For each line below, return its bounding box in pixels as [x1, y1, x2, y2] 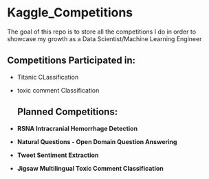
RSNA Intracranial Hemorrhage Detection [16, 124, 138, 132]
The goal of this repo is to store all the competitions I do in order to [7, 27, 197, 36]
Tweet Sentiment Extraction [16, 151, 99, 159]
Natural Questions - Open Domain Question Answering [16, 137, 177, 145]
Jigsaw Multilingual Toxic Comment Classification [16, 164, 164, 172]
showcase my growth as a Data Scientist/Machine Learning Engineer [7, 34, 202, 43]
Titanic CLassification [16, 73, 79, 81]
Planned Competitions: [16, 106, 118, 118]
